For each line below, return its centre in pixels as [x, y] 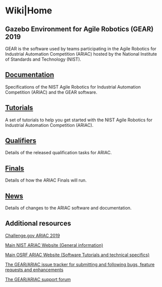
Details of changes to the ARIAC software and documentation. [68, 208]
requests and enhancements [34, 270]
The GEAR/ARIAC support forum [38, 279]
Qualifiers [21, 141]
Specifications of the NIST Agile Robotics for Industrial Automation [73, 87]
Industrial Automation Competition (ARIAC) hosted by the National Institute [81, 54]
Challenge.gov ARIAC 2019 [33, 235]
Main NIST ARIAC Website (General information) [54, 245]
